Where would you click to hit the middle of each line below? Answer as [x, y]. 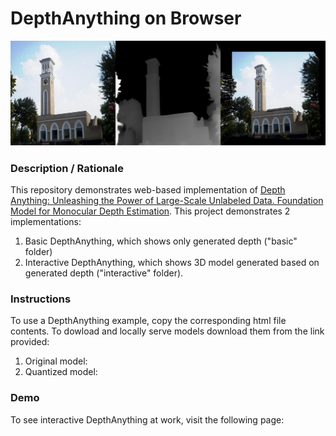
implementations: [46, 222]
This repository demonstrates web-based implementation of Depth [148, 190]
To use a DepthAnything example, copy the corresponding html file [148, 321]
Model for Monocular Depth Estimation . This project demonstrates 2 [150, 211]
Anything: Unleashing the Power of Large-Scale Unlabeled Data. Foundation [167, 201]
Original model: [56, 361]
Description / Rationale [67, 168]
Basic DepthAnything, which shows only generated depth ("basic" [161, 241]
